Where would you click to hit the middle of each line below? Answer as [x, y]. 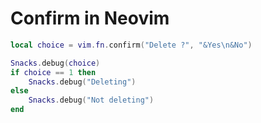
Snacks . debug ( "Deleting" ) [82, 82]
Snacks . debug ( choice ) [55, 63]
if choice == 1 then [53, 72]
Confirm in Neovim [90, 18]
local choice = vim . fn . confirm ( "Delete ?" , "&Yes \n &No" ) [131, 45]
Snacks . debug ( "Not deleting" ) [91, 100]
